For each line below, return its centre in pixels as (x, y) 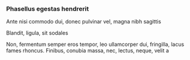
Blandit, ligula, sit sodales (37, 33)
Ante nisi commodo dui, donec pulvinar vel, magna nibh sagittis (84, 22)
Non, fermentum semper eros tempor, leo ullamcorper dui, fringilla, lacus (95, 44)
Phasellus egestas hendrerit (47, 9)
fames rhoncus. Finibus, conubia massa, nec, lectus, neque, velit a (88, 51)
